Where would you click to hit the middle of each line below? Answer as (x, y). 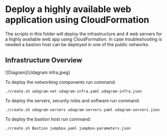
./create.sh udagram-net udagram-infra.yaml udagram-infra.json (73, 91)
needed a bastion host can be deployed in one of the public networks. (77, 44)
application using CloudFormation (77, 20)
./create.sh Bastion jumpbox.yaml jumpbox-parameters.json (68, 128)
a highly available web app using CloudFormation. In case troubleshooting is (84, 39)
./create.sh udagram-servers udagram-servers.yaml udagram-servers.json (82, 110)
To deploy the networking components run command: (60, 82)
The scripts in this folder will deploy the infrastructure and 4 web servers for (84, 34)
